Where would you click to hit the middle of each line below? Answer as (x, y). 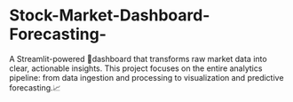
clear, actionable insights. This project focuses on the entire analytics (136, 68)
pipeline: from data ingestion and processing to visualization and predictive (146, 77)
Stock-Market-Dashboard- (110, 16)
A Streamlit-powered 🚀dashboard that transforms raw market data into (139, 59)
